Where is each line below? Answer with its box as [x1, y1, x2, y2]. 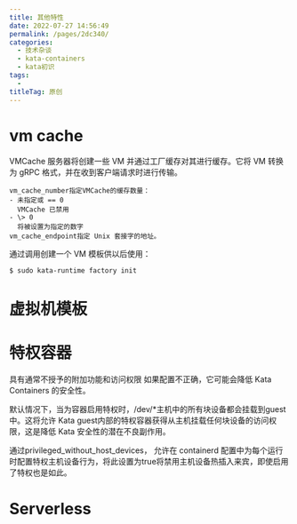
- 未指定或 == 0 [9, 196, 64, 205]
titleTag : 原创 [9, 87, 63, 96]
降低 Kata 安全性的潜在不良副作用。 [39, 425, 171, 436]
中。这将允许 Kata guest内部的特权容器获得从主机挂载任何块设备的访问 [9, 415, 269, 425]
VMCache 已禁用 [17, 205, 69, 214]
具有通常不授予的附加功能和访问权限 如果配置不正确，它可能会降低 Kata [9, 374, 272, 385]
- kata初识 [17, 63, 55, 72]
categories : [9, 37, 53, 47]
